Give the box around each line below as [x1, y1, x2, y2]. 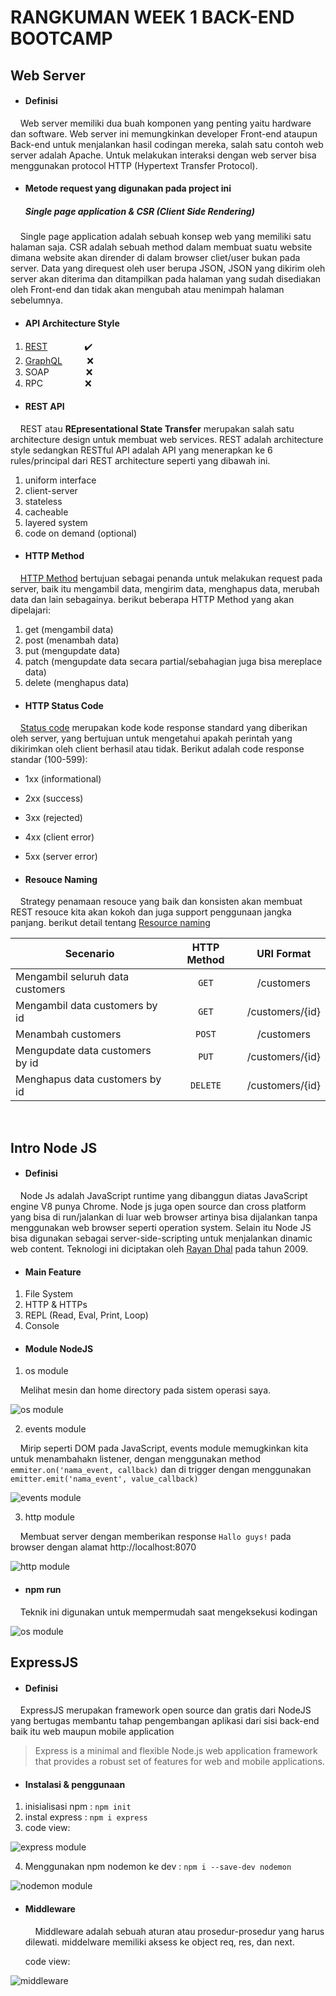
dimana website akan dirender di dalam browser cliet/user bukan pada [10, 252, 301, 264]
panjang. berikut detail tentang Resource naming [10, 917, 211, 929]
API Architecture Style [24, 317, 120, 329]
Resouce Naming [24, 873, 98, 885]
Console [24, 1320, 60, 1332]
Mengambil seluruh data [15, 970, 130, 984]
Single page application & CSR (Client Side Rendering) [24, 205, 255, 217]
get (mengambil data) [24, 623, 114, 635]
